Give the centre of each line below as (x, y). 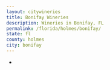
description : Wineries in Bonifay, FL (55, 23)
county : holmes (25, 39)
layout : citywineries (34, 12)
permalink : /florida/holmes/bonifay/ (54, 28)
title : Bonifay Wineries (37, 17)
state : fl (19, 34)
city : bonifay (24, 45)
